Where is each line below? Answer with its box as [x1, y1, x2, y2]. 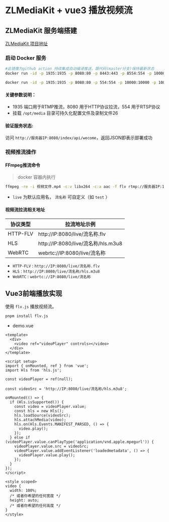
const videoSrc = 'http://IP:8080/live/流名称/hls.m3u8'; [5, 387, 127, 392]
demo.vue [12, 323, 34, 329]
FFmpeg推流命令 [5, 162, 40, 168]
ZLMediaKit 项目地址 [5, 41, 48, 46]
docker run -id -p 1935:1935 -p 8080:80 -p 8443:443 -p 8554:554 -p [5, 71, 152, 76]
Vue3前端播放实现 [5, 289, 62, 298]
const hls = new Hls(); [14, 408, 64, 414]
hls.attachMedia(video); [14, 417, 66, 423]
